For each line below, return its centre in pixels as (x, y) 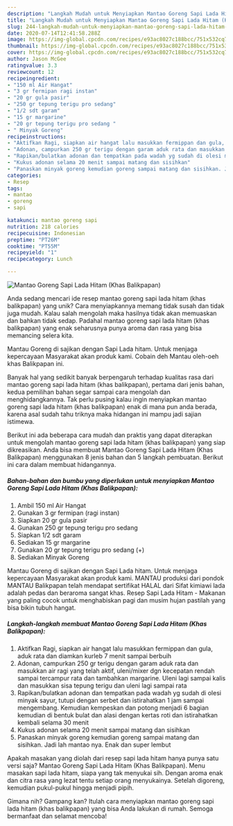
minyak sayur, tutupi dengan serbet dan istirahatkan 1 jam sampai (111, 700)
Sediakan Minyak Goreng (53, 557)
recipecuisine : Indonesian (46, 233)
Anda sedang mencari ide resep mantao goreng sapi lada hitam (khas (106, 299)
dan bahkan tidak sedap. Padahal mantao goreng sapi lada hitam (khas (109, 320)
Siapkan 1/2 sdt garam (49, 535)
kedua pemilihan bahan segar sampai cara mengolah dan (89, 392)
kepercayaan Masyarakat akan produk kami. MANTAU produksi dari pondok (115, 578)
